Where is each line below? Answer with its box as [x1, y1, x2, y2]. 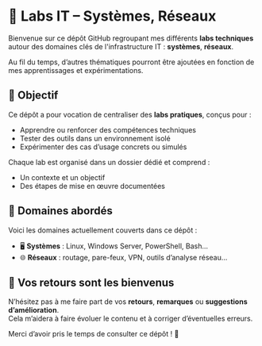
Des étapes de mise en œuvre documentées [19, 181, 165, 190]
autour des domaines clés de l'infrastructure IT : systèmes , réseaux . [8, 41, 234, 51]
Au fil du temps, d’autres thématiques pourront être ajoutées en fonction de [8, 57, 255, 67]
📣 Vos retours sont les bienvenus [8, 275, 175, 289]
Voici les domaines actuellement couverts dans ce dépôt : [8, 225, 198, 235]
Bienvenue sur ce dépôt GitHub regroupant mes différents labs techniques [8, 33, 254, 43]
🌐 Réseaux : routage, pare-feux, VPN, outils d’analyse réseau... [19, 252, 228, 262]
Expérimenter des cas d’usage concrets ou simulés [19, 142, 187, 152]
